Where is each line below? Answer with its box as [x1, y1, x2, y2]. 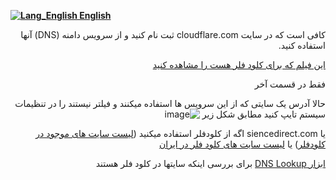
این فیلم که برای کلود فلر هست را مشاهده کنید [152, 59, 326, 70]
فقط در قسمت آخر [254, 78, 326, 90]
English [79, 10, 112, 21]
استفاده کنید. [278, 40, 326, 51]
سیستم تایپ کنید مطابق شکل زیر [201, 108, 326, 120]
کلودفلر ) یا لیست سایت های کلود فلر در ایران [158, 138, 326, 150]
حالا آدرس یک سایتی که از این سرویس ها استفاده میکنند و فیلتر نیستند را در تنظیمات [14, 98, 326, 109]
